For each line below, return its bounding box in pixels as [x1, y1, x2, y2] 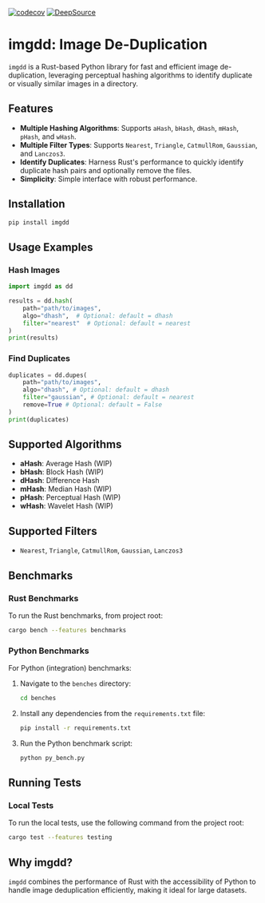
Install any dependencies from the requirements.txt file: [19, 709, 206, 719]
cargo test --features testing [8, 834, 113, 842]
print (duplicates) [8, 415, 69, 423]
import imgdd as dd [8, 283, 73, 291]
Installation [8, 197, 65, 211]
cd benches [19, 695, 57, 703]
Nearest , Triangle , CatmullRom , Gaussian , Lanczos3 [19, 545, 184, 555]
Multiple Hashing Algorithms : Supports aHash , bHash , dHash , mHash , [19, 123, 239, 133]
